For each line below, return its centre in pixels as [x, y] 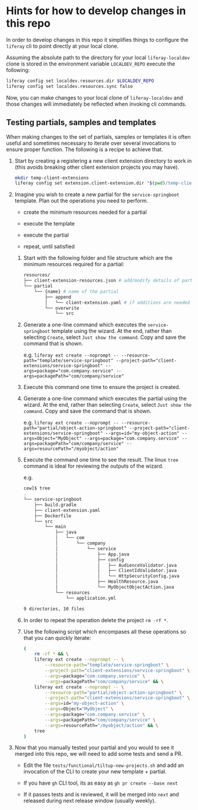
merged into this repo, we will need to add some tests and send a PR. [99, 754]
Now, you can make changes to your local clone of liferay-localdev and [95, 97]
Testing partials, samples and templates [81, 123]
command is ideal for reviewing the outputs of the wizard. [93, 466]
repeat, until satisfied [49, 247]
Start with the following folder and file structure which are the [98, 258]
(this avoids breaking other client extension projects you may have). [97, 167]
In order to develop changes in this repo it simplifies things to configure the [97, 40]
